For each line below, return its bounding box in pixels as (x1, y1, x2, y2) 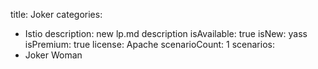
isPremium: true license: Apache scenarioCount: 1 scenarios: (24, 39, 275, 50)
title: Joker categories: (10, 9, 103, 20)
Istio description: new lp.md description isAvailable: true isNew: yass (24, 28, 308, 39)
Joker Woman (24, 49, 83, 61)
